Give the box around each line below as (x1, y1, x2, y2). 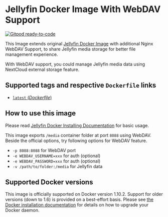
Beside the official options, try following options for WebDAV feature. (5, 137, 147, 143)
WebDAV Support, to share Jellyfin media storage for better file (5, 46, 136, 52)
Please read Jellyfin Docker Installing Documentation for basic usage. (5, 122, 149, 128)
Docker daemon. (5, 207, 40, 213)
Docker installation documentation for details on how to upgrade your (5, 202, 149, 208)
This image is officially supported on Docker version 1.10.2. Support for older (5, 191, 163, 197)
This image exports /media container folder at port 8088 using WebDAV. (5, 132, 151, 138)
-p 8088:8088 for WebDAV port (12, 147, 76, 153)
